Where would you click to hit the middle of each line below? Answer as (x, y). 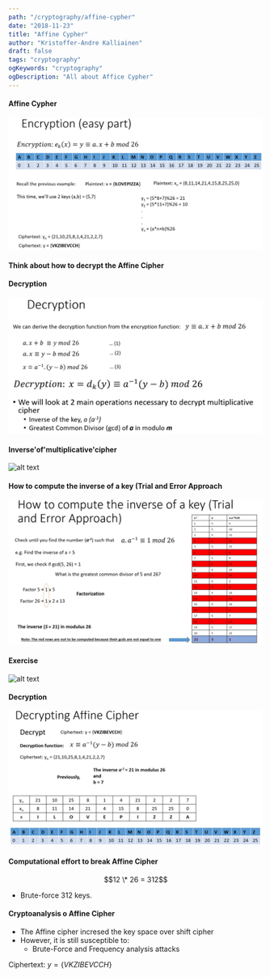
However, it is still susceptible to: (74, 940)
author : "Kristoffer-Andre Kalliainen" (76, 43)
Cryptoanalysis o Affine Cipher (62, 914)
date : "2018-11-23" (41, 25)
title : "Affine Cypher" (49, 34)
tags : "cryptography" (45, 60)
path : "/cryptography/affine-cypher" (72, 17)
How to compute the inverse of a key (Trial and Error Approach (115, 486)
